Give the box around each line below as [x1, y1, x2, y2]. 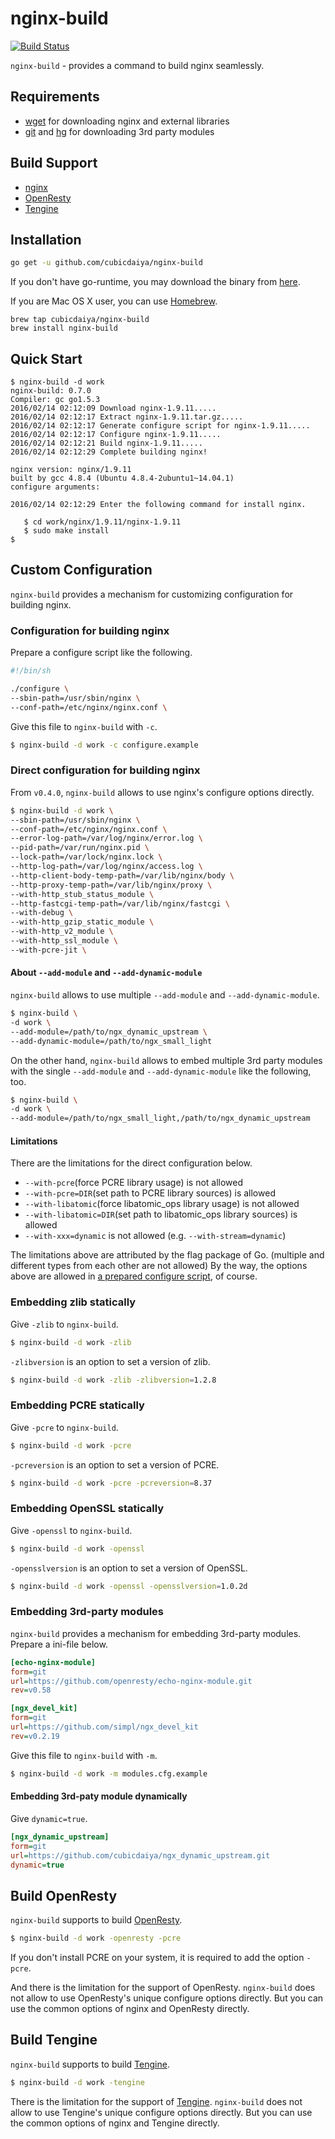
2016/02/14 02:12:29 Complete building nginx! [10, 447, 208, 457]
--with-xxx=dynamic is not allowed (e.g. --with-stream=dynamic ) [24, 1230, 287, 1242]
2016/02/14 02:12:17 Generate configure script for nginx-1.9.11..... [10, 421, 311, 431]
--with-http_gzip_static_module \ [10, 917, 155, 927]
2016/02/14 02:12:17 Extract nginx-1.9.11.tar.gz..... [10, 412, 244, 422]
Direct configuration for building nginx [10, 763, 201, 777]
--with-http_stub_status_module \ [10, 889, 155, 899]
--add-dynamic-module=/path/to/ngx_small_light [10, 1036, 213, 1046]
